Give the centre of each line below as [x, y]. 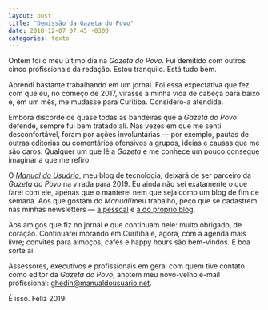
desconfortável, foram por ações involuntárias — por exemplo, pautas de [129, 135]
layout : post [30, 16]
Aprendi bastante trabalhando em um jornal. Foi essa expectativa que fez [129, 85]
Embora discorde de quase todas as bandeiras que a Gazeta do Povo [123, 118]
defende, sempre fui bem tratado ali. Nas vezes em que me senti [115, 126]
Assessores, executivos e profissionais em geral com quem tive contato [127, 266]
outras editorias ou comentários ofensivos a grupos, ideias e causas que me [134, 143]
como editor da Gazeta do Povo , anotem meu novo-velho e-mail [114, 275]
